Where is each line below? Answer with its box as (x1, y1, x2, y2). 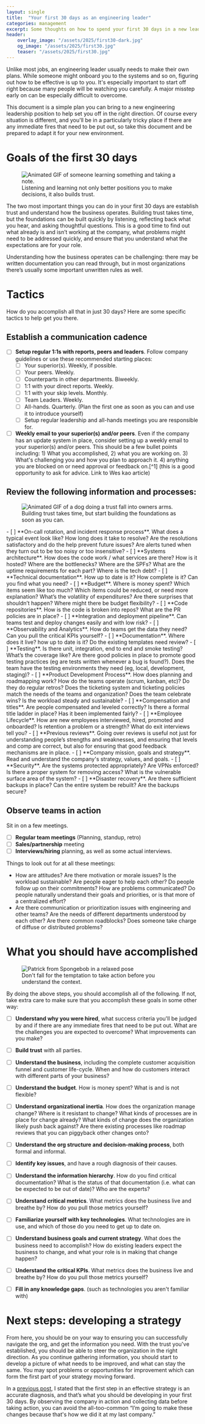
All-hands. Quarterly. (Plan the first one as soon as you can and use (24, 403, 195, 410)
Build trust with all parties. (15, 1046, 82, 1053)
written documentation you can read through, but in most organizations (6, 259, 185, 267)
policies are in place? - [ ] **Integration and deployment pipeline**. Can (6, 612, 187, 619)
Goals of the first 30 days (6, 150, 138, 164)
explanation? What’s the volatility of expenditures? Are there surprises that (6, 592, 193, 600)
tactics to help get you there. (6, 314, 79, 322)
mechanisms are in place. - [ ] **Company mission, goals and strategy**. (6, 748, 191, 756)
